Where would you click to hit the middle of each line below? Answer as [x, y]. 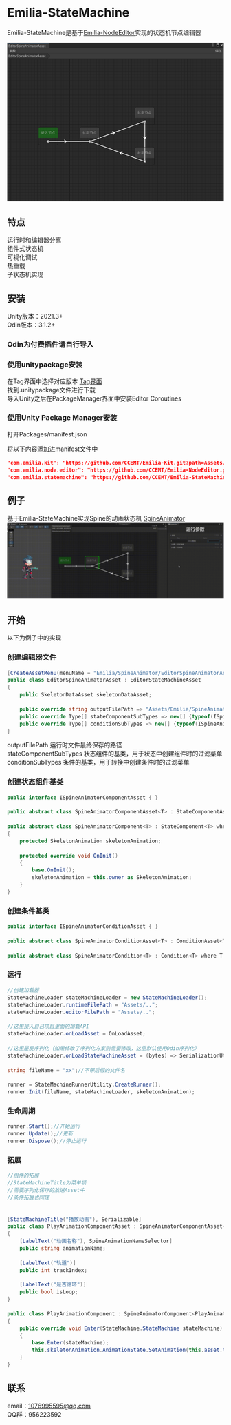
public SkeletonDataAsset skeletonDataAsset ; [86, 695]
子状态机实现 [25, 274]
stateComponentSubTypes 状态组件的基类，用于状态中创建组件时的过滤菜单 [115, 754]
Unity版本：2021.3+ [35, 316]
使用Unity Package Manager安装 [62, 418]
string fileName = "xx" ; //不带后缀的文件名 [66, 1070]
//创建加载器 [23, 990]
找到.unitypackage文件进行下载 [52, 390]
